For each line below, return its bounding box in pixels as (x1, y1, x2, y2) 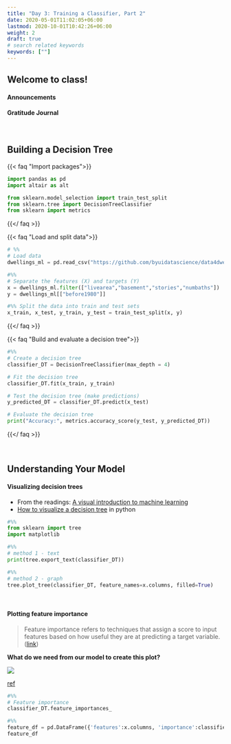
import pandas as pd (7, 175, 67, 182)
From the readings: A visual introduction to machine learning (16, 498, 188, 506)
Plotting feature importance (7, 610, 88, 618)
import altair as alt (7, 182, 69, 189)
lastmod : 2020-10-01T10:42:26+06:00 (7, 23, 112, 30)
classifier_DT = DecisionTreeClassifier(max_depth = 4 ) (7, 361, 170, 368)
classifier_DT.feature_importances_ (7, 705, 112, 712)
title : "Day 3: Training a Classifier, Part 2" (7, 10, 146, 17)
